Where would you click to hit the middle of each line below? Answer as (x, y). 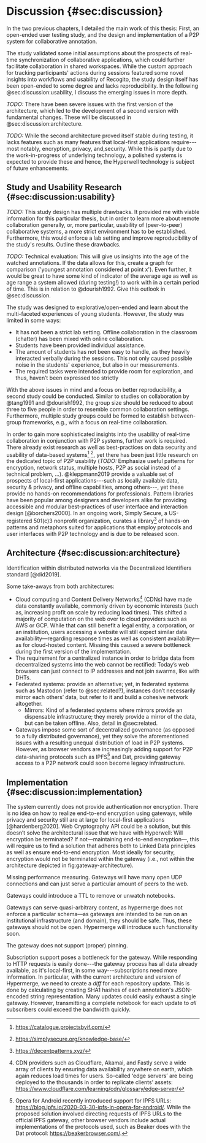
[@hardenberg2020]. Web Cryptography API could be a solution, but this (99, 826)
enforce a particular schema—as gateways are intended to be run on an (97, 914)
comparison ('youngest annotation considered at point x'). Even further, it (99, 269)
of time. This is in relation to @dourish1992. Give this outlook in (86, 289)
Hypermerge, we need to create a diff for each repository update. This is (98, 983)
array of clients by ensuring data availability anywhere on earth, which (104, 1069)
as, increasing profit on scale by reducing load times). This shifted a (101, 612)
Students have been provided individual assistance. (80, 345)
